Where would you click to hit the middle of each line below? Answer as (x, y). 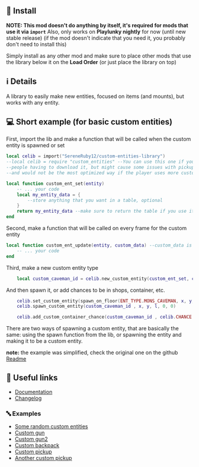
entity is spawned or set (36, 146)
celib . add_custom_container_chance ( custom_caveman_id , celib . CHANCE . (106, 317)
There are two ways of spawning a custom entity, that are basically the (92, 329)
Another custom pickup (43, 458)
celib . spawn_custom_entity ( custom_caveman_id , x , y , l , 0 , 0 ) (97, 307)
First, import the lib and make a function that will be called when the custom (99, 139)
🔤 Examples (24, 414)
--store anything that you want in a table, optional (95, 200)
